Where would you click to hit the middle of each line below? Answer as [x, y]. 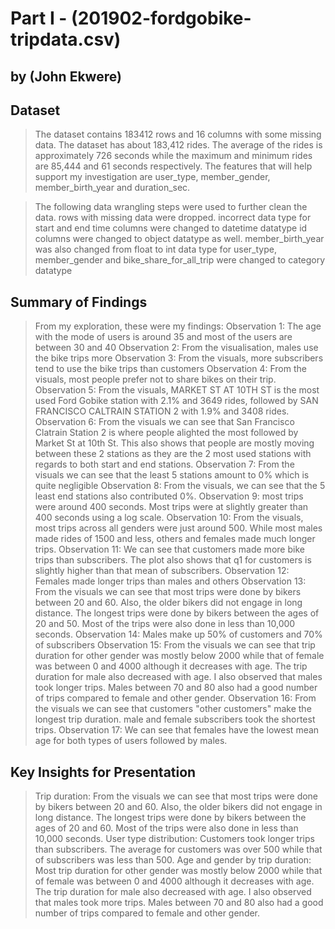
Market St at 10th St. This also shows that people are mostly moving [174, 443]
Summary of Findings [79, 302]
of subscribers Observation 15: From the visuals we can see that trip [175, 645]
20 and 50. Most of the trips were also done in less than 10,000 [165, 624]
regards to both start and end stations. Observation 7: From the [164, 464]
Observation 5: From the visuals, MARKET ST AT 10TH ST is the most [177, 390]
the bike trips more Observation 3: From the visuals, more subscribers [179, 358]
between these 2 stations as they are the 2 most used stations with [173, 454]
